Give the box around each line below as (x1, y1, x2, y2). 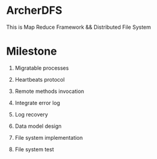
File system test (14, 145, 54, 153)
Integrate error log (14, 99, 61, 106)
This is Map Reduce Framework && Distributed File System (6, 23, 152, 31)
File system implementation (14, 134, 83, 141)
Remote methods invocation (14, 88, 84, 95)
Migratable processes (14, 64, 69, 71)
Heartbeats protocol (14, 76, 65, 83)
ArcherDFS (6, 4, 63, 17)
